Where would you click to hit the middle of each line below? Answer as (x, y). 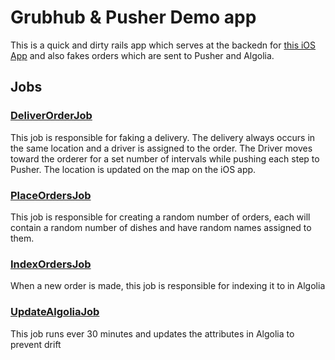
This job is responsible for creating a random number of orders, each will (160, 217)
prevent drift (36, 344)
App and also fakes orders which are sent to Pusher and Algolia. (142, 55)
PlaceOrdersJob (51, 195)
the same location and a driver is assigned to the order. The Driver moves (161, 148)
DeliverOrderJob (51, 116)
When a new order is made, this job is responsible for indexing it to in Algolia (168, 286)
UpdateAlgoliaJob (55, 312)
